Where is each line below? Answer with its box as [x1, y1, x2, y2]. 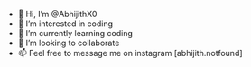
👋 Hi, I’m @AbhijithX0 [17, 9, 98, 19]
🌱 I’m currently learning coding [17, 28, 134, 38]
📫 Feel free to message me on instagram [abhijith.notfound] [17, 48, 243, 58]
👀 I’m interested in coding [17, 18, 114, 29]
